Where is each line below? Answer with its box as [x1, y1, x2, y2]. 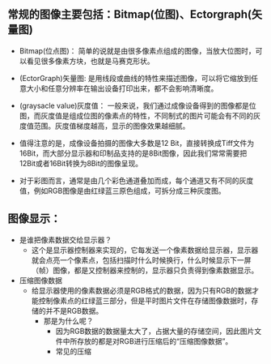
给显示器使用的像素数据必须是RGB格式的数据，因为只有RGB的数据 [31, 285, 252, 295]
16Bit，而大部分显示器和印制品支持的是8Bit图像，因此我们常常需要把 [19, 148, 248, 158]
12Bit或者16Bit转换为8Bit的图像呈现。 [19, 158, 143, 168]
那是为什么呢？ [43, 315, 94, 326]
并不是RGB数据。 [45, 306, 104, 315]
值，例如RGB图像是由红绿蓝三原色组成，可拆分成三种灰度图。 [19, 186, 226, 195]
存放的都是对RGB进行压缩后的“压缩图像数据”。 [77, 336, 233, 346]
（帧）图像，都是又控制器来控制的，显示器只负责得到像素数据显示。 [31, 265, 259, 275]
